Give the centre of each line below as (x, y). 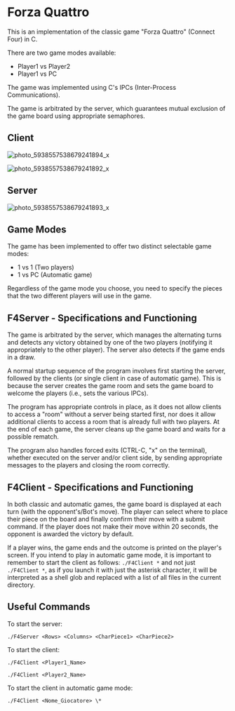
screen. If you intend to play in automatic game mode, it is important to (109, 555)
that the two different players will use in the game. (80, 296)
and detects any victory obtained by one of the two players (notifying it (110, 343)
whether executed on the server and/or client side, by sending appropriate (115, 458)
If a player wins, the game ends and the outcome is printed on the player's (115, 547)
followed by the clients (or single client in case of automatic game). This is (114, 378)
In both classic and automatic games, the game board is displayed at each (115, 504)
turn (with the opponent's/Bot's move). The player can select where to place (117, 512)
